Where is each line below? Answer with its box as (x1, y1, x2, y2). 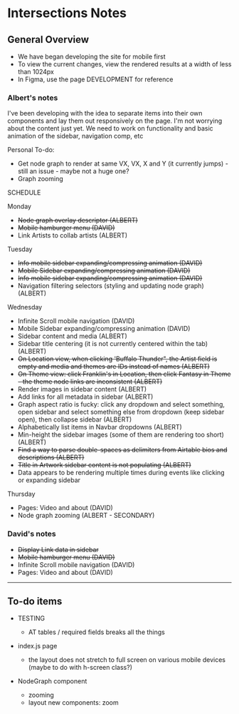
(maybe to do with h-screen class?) (28, 663, 133, 672)
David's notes (7, 529, 56, 539)
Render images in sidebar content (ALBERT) (17, 385, 147, 394)
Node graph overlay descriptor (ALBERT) (17, 216, 139, 225)
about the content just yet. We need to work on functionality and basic (7, 124, 213, 133)
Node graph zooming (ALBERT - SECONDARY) (17, 511, 155, 520)
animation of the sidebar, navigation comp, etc (7, 132, 144, 141)
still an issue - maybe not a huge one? (17, 167, 129, 175)
